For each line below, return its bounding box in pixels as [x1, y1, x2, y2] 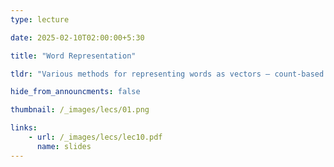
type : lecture [10, 14, 70, 25]
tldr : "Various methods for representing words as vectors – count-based [10, 69, 325, 79]
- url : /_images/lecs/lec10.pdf [28, 132, 163, 142]
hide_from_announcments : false [10, 87, 141, 97]
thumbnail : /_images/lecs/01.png [10, 105, 150, 115]
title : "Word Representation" [10, 51, 137, 61]
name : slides [36, 141, 92, 151]
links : [10, 123, 38, 133]
